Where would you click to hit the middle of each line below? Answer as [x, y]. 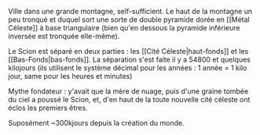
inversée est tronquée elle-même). [64, 36]
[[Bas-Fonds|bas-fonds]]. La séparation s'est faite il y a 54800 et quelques [130, 59]
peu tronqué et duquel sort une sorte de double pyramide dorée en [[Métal [129, 20]
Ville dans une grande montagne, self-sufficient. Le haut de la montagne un [130, 11]
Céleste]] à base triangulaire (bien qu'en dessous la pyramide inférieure [124, 28]
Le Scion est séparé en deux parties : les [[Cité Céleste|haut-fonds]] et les [128, 51]
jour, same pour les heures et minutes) [70, 76]
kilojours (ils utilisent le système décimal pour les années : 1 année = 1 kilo [128, 68]
